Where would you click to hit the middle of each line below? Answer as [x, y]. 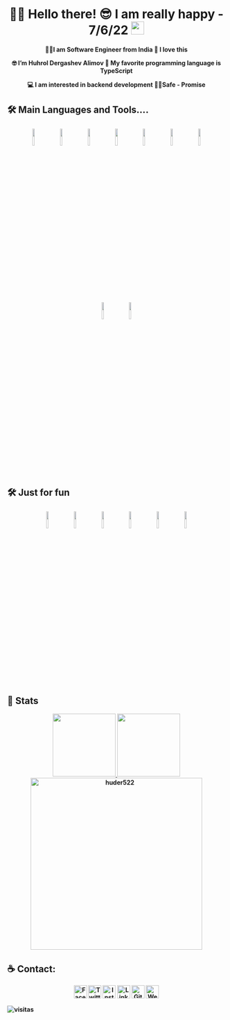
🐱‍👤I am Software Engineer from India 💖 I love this [116, 49]
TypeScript [116, 70]
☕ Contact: [32, 969]
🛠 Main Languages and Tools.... [78, 110]
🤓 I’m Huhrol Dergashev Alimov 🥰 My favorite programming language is [116, 62]
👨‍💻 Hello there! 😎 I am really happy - [116, 14]
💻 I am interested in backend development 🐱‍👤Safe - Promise [116, 84]
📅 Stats [23, 701]
